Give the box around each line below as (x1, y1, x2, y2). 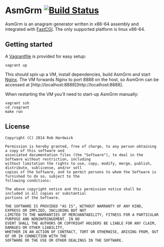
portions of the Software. (5, 195, 60, 200)
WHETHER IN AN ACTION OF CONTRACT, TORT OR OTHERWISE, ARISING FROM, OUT (5, 229, 159, 234)
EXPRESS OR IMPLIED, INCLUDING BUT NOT (5, 208, 87, 213)
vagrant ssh (5, 101, 29, 105)
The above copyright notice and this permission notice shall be (5, 186, 141, 191)
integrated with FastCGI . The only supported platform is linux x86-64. (5, 26, 145, 32)
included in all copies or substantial (5, 191, 87, 196)
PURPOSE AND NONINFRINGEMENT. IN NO (5, 216, 80, 222)
